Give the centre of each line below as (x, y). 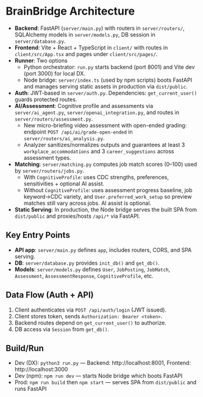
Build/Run (25, 348)
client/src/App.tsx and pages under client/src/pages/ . (86, 54)
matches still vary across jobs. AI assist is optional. (87, 203)
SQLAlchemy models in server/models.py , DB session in (85, 34)
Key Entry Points (38, 235)
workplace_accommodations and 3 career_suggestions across (99, 151)
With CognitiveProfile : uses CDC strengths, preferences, (96, 177)
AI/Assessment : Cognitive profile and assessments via (84, 106)
